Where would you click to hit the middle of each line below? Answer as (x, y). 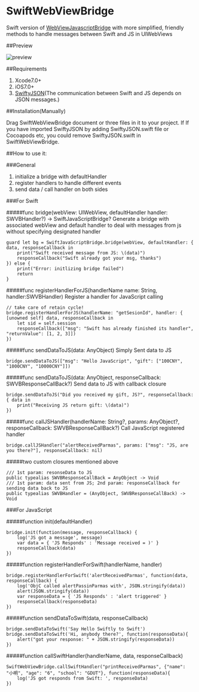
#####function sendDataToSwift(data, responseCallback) (77, 618)
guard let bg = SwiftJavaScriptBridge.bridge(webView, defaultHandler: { (100, 242)
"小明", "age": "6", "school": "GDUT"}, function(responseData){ (88, 673)
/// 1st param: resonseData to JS (49, 472)
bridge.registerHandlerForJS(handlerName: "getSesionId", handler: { (95, 312)
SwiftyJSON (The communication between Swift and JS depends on (98, 93)
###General (21, 165)
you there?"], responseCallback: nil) (54, 450)
